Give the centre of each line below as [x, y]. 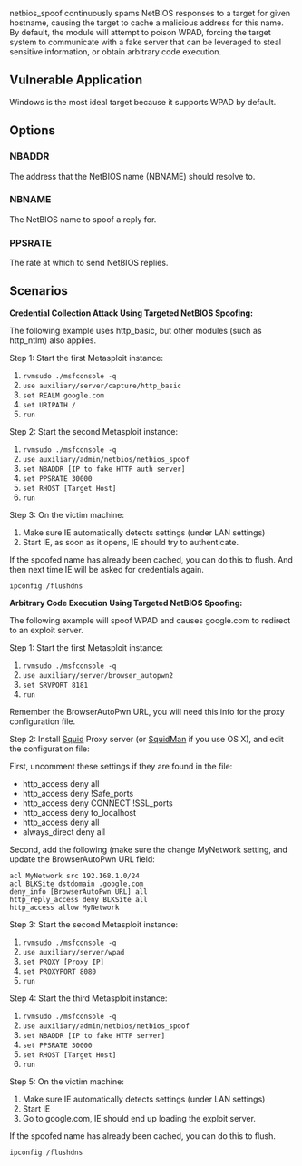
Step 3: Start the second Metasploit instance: [94, 924]
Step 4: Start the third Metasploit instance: [88, 998]
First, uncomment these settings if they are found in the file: [121, 766]
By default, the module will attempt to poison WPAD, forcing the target [141, 32]
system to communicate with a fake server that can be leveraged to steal [146, 42]
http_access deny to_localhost [79, 812]
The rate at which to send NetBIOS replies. [89, 263]
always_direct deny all [64, 832]
